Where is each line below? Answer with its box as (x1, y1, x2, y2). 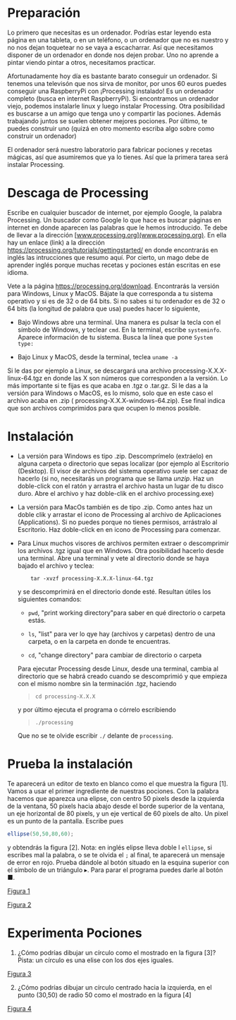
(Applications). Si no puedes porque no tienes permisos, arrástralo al (17, 518, 218, 526)
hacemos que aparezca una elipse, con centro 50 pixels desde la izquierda (7, 794, 225, 802)
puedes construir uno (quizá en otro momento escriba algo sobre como (7, 124, 215, 132)
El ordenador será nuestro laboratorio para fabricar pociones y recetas (7, 145, 213, 154)
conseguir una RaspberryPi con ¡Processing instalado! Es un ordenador (7, 87, 215, 95)
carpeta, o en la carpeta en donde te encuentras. (27, 637, 170, 645)
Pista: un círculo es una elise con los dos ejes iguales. (17, 956, 174, 964)
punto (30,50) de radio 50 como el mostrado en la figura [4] (17, 990, 192, 999)
